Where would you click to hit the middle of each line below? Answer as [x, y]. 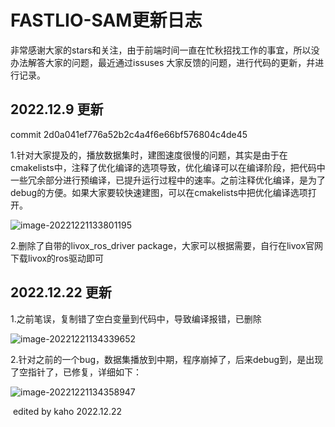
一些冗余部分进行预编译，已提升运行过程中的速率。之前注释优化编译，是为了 [168, 180]
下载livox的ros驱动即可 [57, 258]
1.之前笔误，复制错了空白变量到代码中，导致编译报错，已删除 [136, 318]
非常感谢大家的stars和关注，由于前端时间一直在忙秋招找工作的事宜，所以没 [165, 50]
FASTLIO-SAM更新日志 [106, 20]
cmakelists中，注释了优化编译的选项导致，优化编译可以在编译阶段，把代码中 [168, 167]
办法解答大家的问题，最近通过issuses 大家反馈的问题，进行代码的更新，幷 [163, 62]
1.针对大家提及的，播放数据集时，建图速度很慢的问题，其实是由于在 [149, 155]
